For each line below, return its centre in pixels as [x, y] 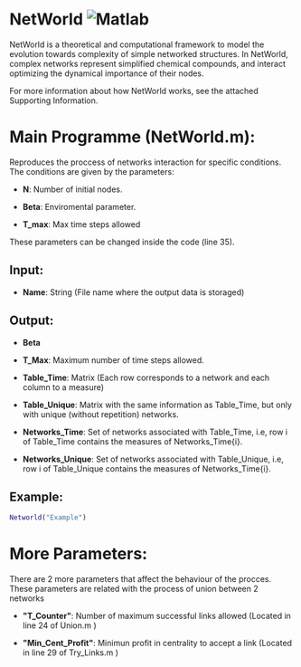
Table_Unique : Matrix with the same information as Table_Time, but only [157, 405]
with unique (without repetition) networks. [100, 414]
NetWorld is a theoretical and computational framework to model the [137, 44]
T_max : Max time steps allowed [81, 224]
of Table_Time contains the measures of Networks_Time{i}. [132, 441]
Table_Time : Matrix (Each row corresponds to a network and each [146, 377]
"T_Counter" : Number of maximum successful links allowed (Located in [157, 616]
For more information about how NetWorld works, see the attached [134, 91]
